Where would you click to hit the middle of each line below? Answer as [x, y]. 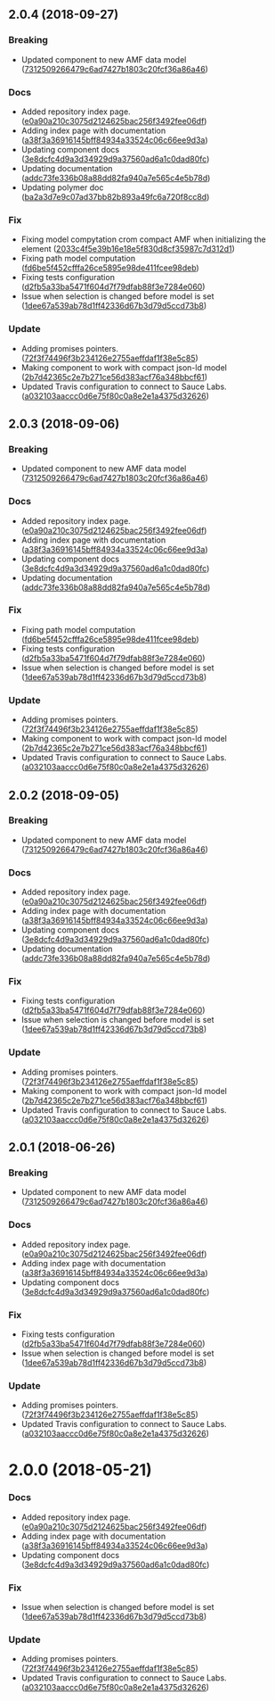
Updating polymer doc [62, 187]
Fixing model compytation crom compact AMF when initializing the [143, 239]
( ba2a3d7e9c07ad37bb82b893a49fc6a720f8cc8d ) [115, 196]
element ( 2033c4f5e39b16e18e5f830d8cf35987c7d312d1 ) [128, 249]
